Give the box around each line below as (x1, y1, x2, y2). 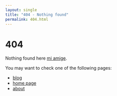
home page (12, 80, 37, 86)
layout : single (5, 7, 37, 13)
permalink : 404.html (5, 17, 49, 22)
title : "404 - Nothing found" (5, 12, 69, 17)
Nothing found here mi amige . (5, 55, 67, 61)
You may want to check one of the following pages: (5, 65, 112, 71)
